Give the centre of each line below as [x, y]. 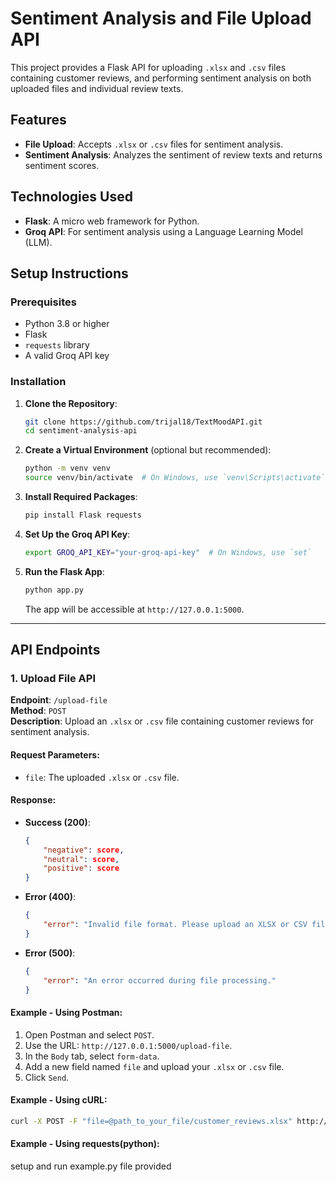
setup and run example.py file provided [91, 1166]
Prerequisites [43, 302]
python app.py [54, 590]
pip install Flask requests [83, 515]
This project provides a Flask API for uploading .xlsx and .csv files [148, 67]
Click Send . [47, 1077]
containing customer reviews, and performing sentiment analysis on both [161, 78]
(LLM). [38, 242]
